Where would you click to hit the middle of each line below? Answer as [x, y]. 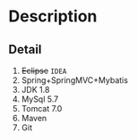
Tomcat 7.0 [42, 108]
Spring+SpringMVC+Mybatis [75, 80]
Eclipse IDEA [44, 70]
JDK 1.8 [35, 90]
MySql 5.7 [40, 99]
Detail [25, 49]
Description [53, 16]
